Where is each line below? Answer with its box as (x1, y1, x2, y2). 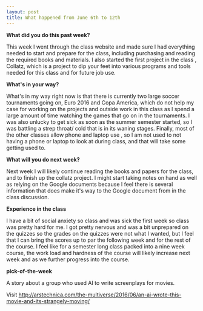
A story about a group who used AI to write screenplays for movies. (6, 279, 175, 286)
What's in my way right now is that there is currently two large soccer (6, 92, 180, 100)
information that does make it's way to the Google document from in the (6, 186, 186, 194)
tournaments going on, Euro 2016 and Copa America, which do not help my (6, 98, 195, 106)
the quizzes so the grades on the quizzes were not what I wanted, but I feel (6, 230, 194, 237)
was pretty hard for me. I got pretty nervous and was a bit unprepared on (6, 223, 189, 231)
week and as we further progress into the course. (6, 256, 130, 263)
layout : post (6, 9, 39, 15)
